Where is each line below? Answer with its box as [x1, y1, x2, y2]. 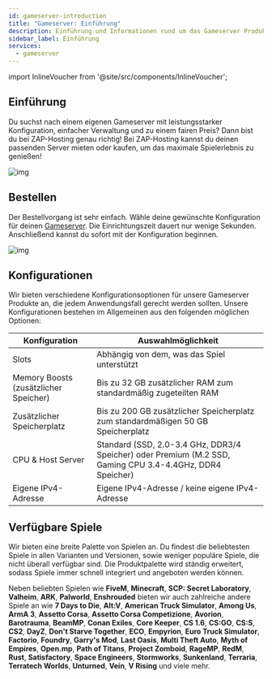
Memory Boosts [12, 372, 73, 384]
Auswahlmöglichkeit [137, 335, 219, 346]
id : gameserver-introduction [8, 11, 107, 20]
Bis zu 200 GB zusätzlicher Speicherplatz [96, 406, 255, 417]
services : [8, 42, 42, 50]
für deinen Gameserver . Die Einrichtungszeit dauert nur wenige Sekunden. [8, 221, 257, 230]
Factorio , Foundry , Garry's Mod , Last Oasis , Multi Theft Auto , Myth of [8, 635, 249, 645]
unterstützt [96, 359, 138, 370]
